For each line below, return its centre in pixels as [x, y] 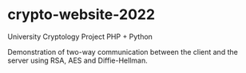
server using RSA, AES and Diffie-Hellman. [78, 60]
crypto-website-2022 [81, 15]
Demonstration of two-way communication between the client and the [123, 52]
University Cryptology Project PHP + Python [80, 36]
